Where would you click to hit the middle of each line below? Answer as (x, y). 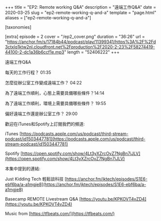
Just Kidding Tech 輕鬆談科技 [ (36, 179)
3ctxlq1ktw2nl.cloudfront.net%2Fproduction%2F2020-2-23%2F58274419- (80, 47)
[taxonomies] (18, 27)
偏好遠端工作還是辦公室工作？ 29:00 (41, 114)
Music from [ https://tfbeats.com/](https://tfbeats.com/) (60, 213)
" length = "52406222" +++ (92, 52)
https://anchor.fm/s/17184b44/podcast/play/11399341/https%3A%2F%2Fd (81, 42)
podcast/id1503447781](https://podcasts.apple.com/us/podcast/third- (75, 139)
